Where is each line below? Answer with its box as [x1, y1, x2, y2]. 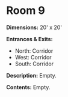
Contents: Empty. [6, 83, 51, 91]
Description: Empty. [6, 72, 57, 79]
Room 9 [6, 4, 45, 18]
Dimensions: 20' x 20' [6, 24, 62, 31]
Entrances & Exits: [6, 35, 53, 42]
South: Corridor [14, 60, 54, 67]
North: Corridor [14, 47, 54, 55]
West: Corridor [14, 53, 52, 61]
